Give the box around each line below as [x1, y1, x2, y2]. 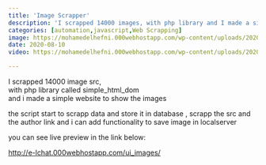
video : [8, 48, 30, 56]
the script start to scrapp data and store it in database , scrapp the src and [8, 109, 251, 118]
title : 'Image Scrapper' [8, 11, 90, 20]
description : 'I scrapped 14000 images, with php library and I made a [8, 19, 249, 27]
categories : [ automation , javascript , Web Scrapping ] [8, 26, 182, 34]
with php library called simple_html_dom [8, 85, 140, 95]
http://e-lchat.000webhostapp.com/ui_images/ [8, 148, 161, 157]
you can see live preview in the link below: [8, 133, 146, 142]
